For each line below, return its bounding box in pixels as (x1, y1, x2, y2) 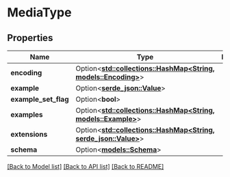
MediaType (7, 5, 72, 21)
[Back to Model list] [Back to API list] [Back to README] (7, 163, 164, 170)
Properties (7, 32, 53, 44)
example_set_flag (10, 94, 69, 104)
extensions (10, 130, 48, 139)
